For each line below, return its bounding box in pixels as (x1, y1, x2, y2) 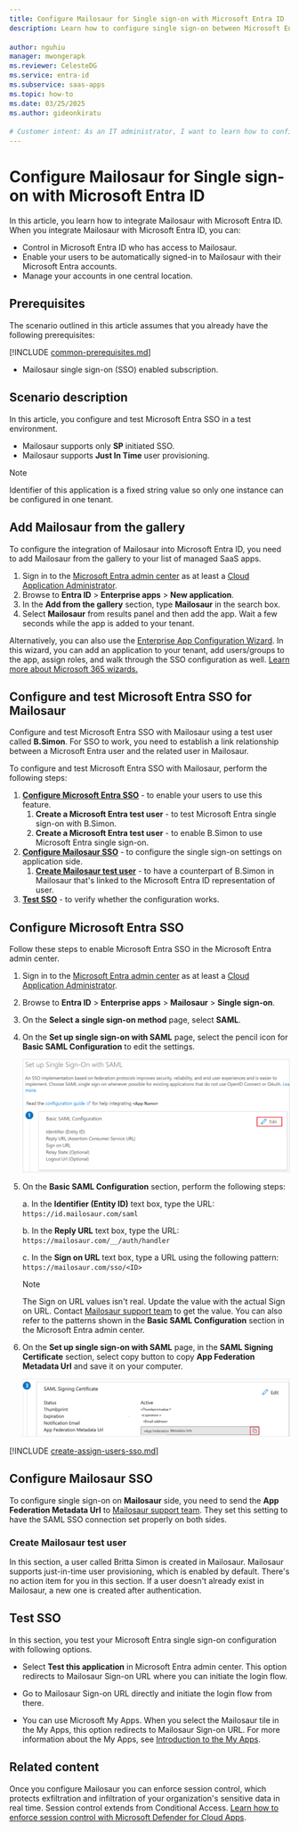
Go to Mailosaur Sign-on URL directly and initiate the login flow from (21, 1687, 273, 1699)
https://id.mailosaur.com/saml (21, 1210, 139, 1219)
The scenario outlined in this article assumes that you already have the (9, 319, 269, 330)
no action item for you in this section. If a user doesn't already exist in (9, 1575, 264, 1586)
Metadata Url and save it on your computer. (21, 1361, 183, 1371)
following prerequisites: (9, 329, 95, 340)
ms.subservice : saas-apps (9, 80, 105, 89)
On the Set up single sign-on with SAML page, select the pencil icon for (21, 1031, 288, 1043)
